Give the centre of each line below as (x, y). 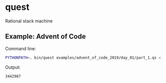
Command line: (21, 48)
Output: (13, 67)
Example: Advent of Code (45, 37)
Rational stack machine (29, 21)
